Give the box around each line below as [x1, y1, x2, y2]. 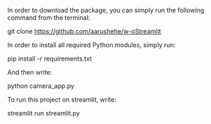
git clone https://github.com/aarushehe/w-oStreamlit [7, 27, 161, 35]
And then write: [7, 68, 52, 76]
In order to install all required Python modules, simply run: [7, 41, 176, 49]
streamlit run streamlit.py [7, 109, 80, 117]
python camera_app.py [7, 82, 74, 90]
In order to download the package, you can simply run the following [7, 6, 205, 14]
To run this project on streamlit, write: [7, 95, 117, 104]
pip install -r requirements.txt [7, 54, 92, 63]
